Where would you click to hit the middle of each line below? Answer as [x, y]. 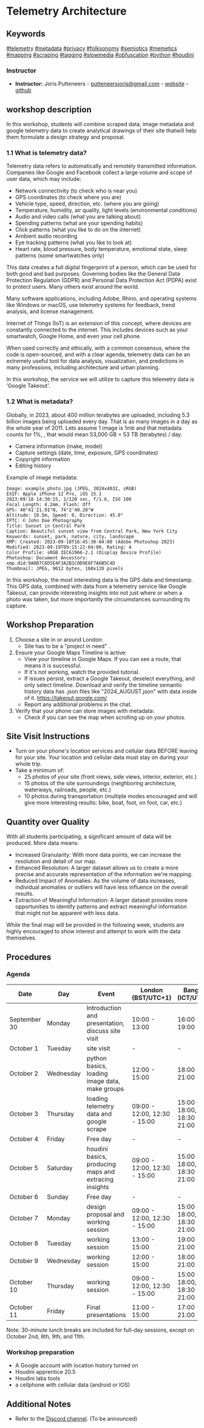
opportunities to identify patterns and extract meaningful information [101, 907]
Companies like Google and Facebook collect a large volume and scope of [99, 172]
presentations [106, 1315]
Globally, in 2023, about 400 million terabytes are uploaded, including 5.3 [98, 415]
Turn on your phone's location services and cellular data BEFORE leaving [106, 751]
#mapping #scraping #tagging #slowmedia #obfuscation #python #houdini [100, 55]
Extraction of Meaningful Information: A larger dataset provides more [101, 900]
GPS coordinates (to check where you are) [68, 197]
